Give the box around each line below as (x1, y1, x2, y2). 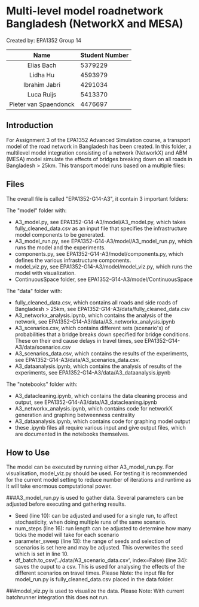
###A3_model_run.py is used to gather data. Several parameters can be (6, 494, 184, 502)
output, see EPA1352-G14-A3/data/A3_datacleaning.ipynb (14, 398, 157, 406)
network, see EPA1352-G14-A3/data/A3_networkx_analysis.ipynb (14, 318, 175, 325)
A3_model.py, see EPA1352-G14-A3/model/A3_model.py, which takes (14, 218, 186, 225)
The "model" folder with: (6, 207, 67, 214)
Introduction (6, 120, 54, 131)
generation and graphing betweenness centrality (14, 411, 136, 418)
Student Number (80, 51, 129, 59)
